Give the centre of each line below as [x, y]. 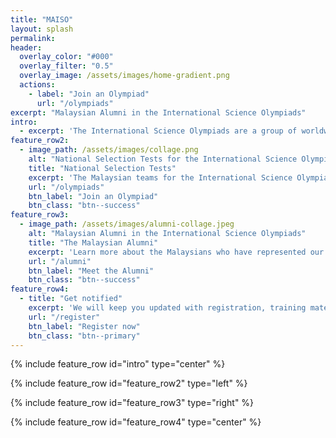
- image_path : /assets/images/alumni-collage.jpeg [127, 224]
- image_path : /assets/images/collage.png [109, 150]
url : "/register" [64, 317]
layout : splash [42, 29]
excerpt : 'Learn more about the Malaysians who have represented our [176, 252]
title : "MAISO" [42, 19]
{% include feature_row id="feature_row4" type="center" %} [136, 422]
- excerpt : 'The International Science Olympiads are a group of [158, 131]
